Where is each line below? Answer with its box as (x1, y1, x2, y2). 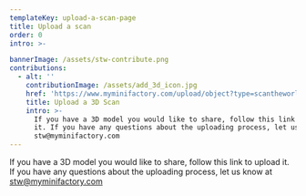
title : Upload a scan (9, 22, 92, 31)
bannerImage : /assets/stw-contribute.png (9, 56, 169, 65)
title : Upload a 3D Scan (25, 98, 120, 107)
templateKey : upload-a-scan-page (9, 13, 137, 23)
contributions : (9, 64, 67, 73)
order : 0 (9, 30, 43, 39)
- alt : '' (17, 72, 55, 82)
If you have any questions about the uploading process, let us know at (9, 166, 273, 177)
